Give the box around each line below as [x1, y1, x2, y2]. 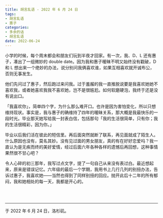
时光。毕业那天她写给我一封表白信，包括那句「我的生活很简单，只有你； [9, 115, 154, 121]
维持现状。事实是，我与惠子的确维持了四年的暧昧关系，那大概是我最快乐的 [5, 109, 154, 115]
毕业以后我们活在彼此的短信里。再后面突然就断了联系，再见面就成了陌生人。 [5, 132, 158, 138]
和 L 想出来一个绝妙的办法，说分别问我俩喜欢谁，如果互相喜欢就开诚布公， [5, 64, 154, 70]
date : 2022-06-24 [5, 39, 40, 44]
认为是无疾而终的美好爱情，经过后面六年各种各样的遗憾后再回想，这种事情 [9, 144, 158, 150]
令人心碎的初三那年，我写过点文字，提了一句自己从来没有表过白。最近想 [5, 160, 149, 166]
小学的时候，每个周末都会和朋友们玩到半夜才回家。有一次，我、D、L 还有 [5, 52, 152, 58]
